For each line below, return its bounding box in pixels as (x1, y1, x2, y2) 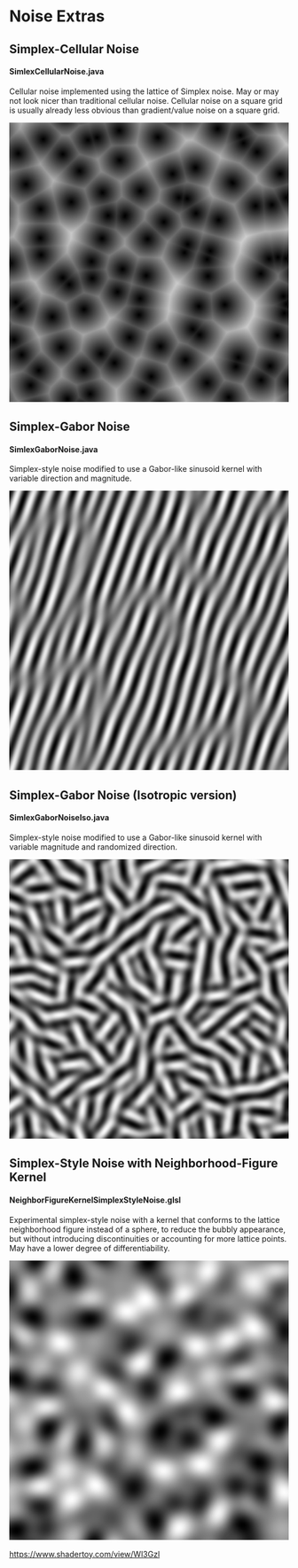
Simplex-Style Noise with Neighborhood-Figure (9, 1156, 278, 1172)
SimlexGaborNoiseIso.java (9, 812, 110, 823)
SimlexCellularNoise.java (9, 67, 105, 77)
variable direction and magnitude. (9, 473, 132, 484)
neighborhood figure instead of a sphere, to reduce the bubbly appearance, (9, 1224, 286, 1235)
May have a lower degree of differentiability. (9, 1243, 170, 1253)
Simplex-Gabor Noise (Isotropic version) (9, 788, 238, 803)
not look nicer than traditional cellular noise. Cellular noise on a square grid (9, 95, 283, 106)
